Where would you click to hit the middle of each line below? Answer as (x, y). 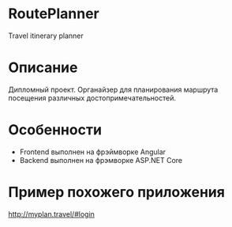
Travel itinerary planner (46, 36)
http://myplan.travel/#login (51, 214)
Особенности (55, 130)
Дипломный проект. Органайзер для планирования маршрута (113, 89)
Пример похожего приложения (116, 192)
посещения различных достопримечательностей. (92, 98)
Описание (43, 68)
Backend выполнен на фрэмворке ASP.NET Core (101, 160)
